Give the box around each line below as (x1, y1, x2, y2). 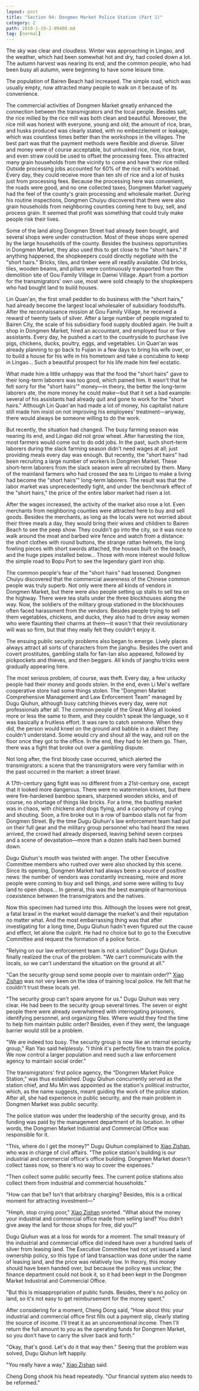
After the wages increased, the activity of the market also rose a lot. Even (6, 501, 185, 508)
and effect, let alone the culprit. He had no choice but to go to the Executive (6, 929, 191, 936)
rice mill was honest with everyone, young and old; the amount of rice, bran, (6, 121, 192, 128)
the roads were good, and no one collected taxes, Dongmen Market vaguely (6, 184, 192, 191)
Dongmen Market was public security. (6, 1101, 99, 1108)
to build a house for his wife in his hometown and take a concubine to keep (6, 352, 189, 360)
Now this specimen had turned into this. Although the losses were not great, (6, 904, 192, 911)
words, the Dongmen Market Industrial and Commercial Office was (6, 1125, 169, 1132)
